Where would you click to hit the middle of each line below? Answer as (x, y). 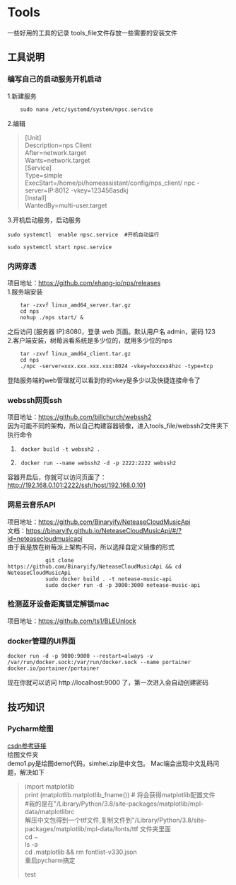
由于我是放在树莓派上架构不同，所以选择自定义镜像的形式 (91, 547)
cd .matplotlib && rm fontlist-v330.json (81, 852)
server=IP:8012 (47, 190)
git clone (59, 560)
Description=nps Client (58, 145)
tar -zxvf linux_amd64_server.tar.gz (76, 305)
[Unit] (33, 137)
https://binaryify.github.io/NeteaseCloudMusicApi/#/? (104, 530)
